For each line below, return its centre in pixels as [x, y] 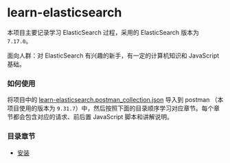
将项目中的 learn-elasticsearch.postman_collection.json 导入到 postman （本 [115, 100]
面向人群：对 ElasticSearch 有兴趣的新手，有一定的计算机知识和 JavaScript [113, 55]
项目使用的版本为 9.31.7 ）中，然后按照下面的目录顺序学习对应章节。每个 [111, 108]
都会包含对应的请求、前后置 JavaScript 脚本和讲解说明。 [93, 117]
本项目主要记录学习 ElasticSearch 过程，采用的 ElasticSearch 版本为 [103, 32]
